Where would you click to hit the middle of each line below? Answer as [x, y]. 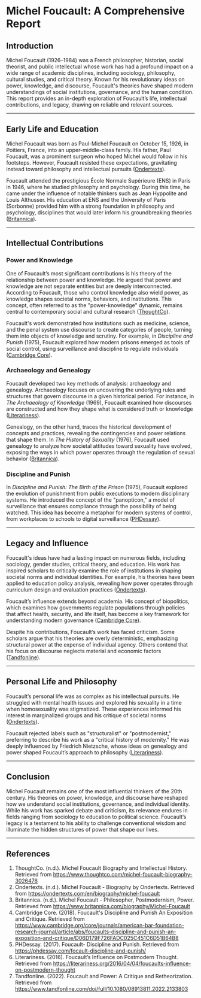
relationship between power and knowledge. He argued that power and [94, 280]
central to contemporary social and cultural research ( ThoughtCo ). [88, 311]
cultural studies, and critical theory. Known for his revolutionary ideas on [96, 79]
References [28, 853]
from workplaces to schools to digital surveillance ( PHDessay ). [83, 519]
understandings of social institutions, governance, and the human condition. [100, 92]
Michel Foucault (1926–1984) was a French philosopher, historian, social [95, 60]
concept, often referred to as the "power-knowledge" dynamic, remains [95, 305]
